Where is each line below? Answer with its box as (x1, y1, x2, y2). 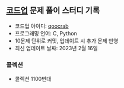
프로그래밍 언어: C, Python (14, 30, 77, 37)
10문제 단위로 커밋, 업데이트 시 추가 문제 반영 (14, 37, 119, 44)
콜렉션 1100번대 (14, 76, 52, 83)
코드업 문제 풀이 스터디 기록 (6, 5, 100, 16)
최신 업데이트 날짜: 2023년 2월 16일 (14, 44, 98, 51)
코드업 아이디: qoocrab (14, 22, 69, 30)
